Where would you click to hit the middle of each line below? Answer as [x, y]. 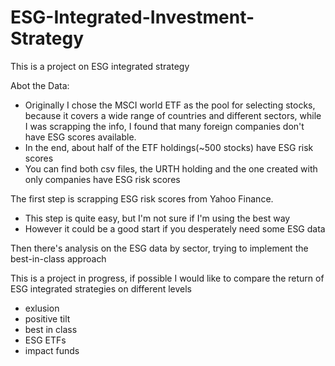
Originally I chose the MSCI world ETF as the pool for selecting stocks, [170, 105]
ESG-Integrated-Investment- [132, 17]
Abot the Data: [40, 85]
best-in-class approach [58, 258]
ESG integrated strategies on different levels [101, 288]
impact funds [52, 350]
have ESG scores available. [80, 137]
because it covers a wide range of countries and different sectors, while [173, 115]
